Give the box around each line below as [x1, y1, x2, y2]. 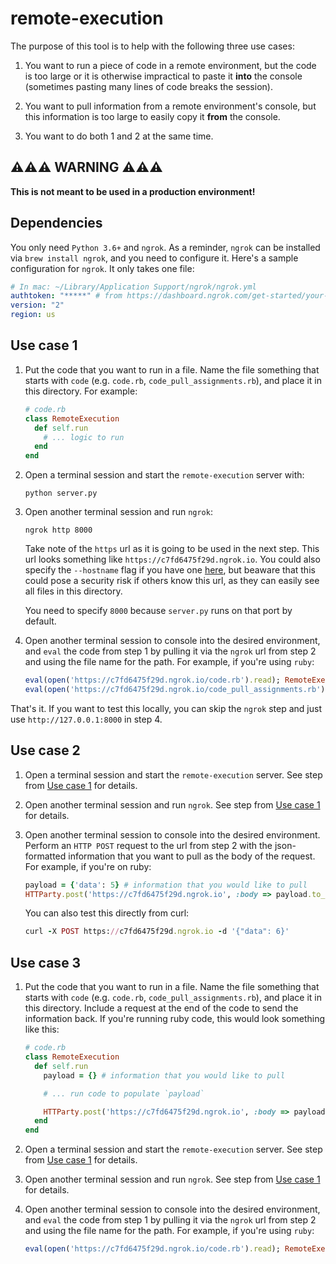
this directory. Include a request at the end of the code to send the [24, 1002, 299, 1014]
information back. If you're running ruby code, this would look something [24, 1013, 326, 1025]
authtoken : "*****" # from [10, 291, 123, 301]
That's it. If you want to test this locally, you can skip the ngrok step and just [10, 702, 323, 714]
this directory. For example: [24, 385, 138, 397]
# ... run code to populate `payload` [43, 1088, 205, 1099]
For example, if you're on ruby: [24, 860, 152, 872]
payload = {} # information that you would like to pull [43, 1070, 286, 1081]
